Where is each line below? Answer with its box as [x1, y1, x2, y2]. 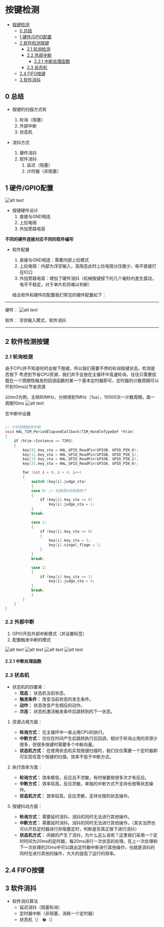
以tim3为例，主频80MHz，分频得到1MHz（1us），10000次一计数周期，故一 [5, 394, 155, 400]
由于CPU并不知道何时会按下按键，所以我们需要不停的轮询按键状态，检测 [5, 365, 151, 371]
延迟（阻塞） [26, 162, 53, 168]
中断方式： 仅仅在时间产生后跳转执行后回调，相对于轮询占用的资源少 [19, 735, 158, 741]
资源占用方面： [12, 718, 42, 725]
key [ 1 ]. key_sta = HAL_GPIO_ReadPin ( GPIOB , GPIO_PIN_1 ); [22, 452, 139, 457]
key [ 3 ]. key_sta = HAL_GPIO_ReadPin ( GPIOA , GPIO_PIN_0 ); [22, 461, 139, 466]
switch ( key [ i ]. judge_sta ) [31, 479, 86, 484]
